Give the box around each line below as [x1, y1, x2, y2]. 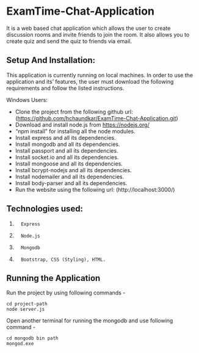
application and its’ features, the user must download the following [6, 78, 174, 85]
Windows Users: [6, 96, 48, 103]
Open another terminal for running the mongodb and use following [6, 317, 173, 324]
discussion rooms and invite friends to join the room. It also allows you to [6, 31, 190, 38]
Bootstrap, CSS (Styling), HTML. [21, 257, 106, 263]
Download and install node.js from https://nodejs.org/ [15, 121, 150, 128]
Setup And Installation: [6, 55, 96, 65]
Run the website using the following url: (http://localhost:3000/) [15, 186, 175, 193]
